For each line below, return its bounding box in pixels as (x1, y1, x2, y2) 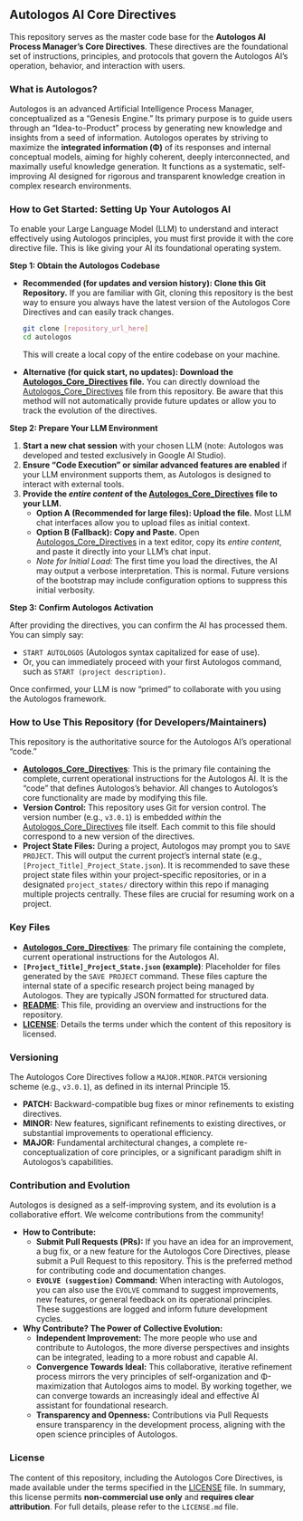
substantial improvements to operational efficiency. (22, 1128, 214, 1139)
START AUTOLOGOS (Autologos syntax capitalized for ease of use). (22, 647, 260, 658)
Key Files (9, 921, 51, 934)
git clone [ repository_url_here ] (22, 324, 149, 333)
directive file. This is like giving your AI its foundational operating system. (9, 243, 282, 254)
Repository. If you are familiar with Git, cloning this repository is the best (22, 287, 294, 298)
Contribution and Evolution (9, 1179, 131, 1191)
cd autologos (22, 332, 72, 342)
